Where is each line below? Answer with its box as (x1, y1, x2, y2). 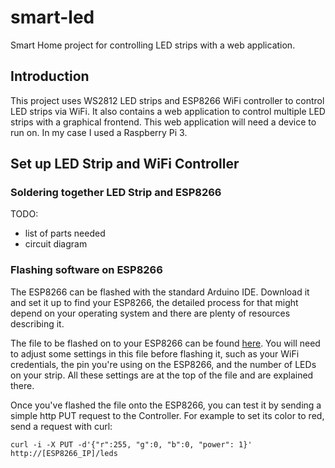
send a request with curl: (10, 420, 113, 432)
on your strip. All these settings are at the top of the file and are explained (10, 369, 314, 381)
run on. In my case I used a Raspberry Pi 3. (10, 126, 188, 138)
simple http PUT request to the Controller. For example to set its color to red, (10, 409, 325, 421)
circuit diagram (24, 238, 88, 250)
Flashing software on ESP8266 (10, 263, 163, 277)
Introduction (10, 68, 90, 85)
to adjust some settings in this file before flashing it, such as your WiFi (10, 347, 300, 360)
